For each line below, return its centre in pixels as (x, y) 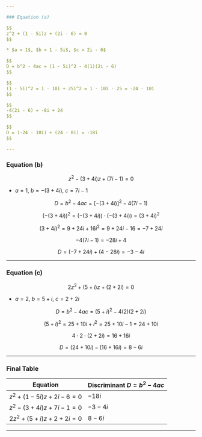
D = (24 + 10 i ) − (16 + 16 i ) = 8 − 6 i (101, 347)
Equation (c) (25, 273)
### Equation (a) (28, 17)
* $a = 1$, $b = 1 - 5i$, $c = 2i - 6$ (56, 50)
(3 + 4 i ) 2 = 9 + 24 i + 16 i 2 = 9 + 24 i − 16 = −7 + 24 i (101, 228)
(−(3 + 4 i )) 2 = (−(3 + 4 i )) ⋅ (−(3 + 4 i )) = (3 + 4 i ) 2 (101, 215)
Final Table (23, 368)
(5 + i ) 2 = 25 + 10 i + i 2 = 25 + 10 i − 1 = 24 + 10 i (101, 324)
